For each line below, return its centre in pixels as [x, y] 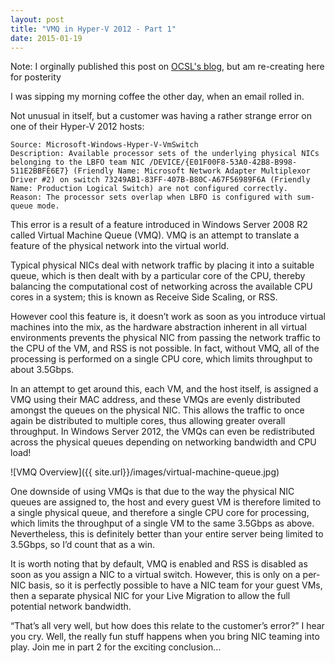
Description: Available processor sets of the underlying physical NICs [165, 154]
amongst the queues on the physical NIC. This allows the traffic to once [157, 410]
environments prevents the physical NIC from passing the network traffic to [165, 338]
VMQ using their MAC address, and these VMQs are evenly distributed [155, 400]
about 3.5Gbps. [42, 370]
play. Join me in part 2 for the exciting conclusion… [116, 647]
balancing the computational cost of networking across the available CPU [161, 287]
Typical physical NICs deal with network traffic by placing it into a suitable [162, 265]
